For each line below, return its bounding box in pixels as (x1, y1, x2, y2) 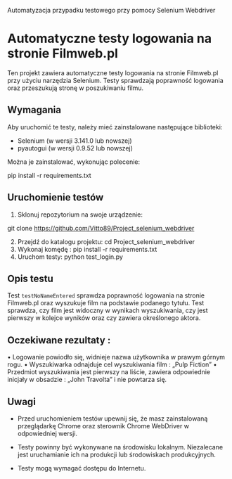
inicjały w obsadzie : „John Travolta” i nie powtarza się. (7, 376, 167, 384)
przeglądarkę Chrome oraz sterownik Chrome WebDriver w (17, 422, 190, 430)
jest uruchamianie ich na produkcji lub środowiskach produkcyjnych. (17, 450, 217, 459)
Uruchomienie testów (7, 191, 104, 203)
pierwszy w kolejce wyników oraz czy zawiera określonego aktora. (7, 314, 201, 322)
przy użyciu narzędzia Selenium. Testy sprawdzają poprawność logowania (7, 76, 224, 84)
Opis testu (7, 272, 54, 284)
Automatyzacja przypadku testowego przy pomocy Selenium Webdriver (7, 6, 216, 14)
